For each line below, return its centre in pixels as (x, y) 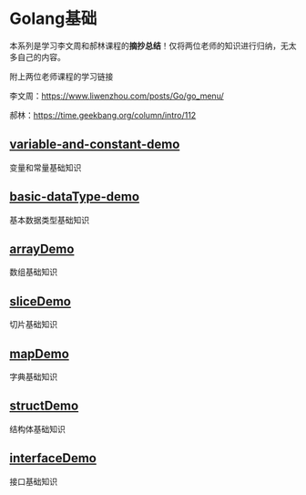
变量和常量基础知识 (46, 167)
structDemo (44, 406)
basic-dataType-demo (74, 197)
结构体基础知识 (37, 428)
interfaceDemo (53, 458)
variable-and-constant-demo (95, 144)
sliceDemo (40, 301)
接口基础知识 (33, 481)
